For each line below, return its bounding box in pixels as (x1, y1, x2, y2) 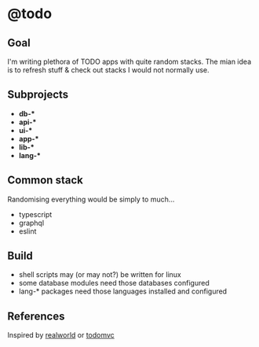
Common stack (7, 174, 83, 187)
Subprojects (7, 88, 69, 102)
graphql (18, 218, 45, 227)
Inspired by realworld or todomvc (7, 330, 115, 340)
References (7, 309, 65, 323)
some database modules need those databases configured (18, 279, 210, 288)
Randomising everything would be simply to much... (7, 194, 175, 204)
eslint (18, 226, 37, 236)
